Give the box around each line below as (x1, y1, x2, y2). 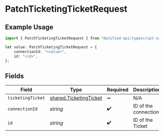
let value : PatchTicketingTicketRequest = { (5, 45, 97, 49)
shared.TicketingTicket (49, 94, 102, 101)
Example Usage (5, 23, 54, 31)
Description (133, 87, 161, 93)
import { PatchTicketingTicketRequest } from (5, 36, 99, 41)
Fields (5, 72, 24, 80)
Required (106, 87, 128, 93)
